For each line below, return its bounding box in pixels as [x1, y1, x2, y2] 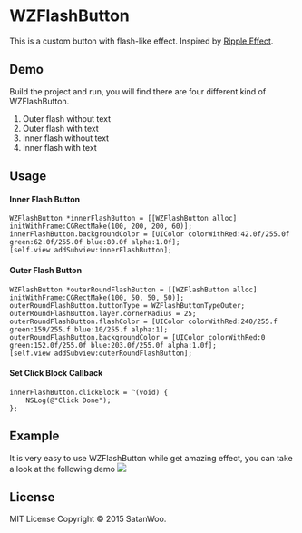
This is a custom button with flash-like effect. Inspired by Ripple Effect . [9, 35, 274, 46]
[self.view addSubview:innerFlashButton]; [9, 246, 172, 255]
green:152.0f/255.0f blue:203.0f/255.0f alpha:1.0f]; [9, 341, 218, 350]
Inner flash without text [22, 133, 110, 143]
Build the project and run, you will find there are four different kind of [9, 85, 267, 96]
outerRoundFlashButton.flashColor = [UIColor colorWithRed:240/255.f [9, 317, 278, 326]
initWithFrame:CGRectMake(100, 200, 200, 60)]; [9, 222, 193, 232]
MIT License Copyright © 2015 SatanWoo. [9, 514, 167, 525]
